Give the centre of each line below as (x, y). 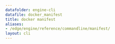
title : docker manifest (31, 19)
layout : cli (18, 33)
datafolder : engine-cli (31, 10)
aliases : (15, 24)
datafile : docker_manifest (34, 15)
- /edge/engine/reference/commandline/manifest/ (58, 29)
